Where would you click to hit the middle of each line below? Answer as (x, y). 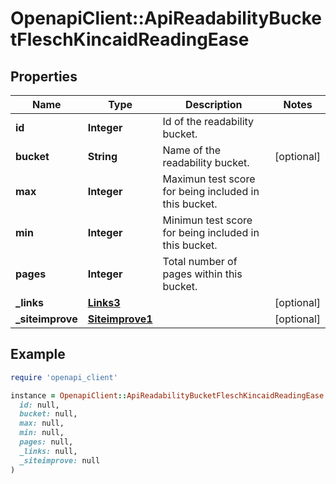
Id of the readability (208, 121)
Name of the (192, 150)
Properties (44, 76)
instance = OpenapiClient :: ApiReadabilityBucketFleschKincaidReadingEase (167, 395)
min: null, (42, 433)
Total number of (200, 261)
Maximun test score (209, 179)
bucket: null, (48, 414)
